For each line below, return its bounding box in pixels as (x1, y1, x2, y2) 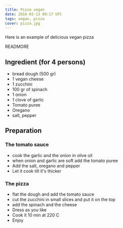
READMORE (5, 44, 29, 49)
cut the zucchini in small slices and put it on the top (12, 197, 116, 203)
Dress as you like (12, 207, 47, 213)
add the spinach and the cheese (12, 202, 77, 208)
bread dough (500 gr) (12, 71, 56, 77)
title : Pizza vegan (5, 7, 45, 12)
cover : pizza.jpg (5, 21, 41, 26)
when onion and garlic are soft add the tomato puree (12, 158, 118, 163)
